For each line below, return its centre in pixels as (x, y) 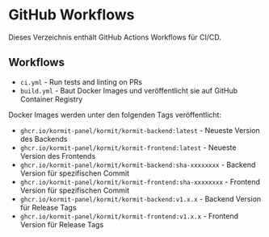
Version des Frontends (58, 156)
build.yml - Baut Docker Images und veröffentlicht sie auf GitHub (129, 90)
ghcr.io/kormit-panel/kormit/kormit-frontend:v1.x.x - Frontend (129, 216)
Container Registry (51, 99)
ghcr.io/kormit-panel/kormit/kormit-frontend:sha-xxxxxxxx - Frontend (140, 181)
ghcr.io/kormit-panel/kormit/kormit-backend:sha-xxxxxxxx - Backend (138, 164)
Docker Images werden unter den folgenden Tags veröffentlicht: (115, 114)
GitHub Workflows (71, 15)
